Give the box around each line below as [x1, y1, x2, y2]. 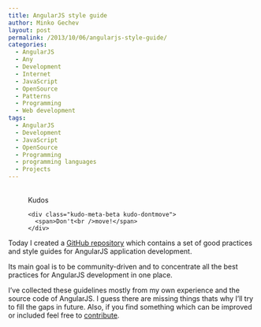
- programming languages [15, 158, 97, 166]
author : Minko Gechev [8, 19, 80, 27]
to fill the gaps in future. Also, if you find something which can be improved [8, 303, 252, 311]
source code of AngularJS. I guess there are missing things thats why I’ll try [8, 294, 254, 303]
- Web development [15, 107, 76, 115]
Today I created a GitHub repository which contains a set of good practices [8, 238, 252, 247]
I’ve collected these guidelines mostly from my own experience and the [8, 285, 240, 295]
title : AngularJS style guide [8, 11, 108, 20]
